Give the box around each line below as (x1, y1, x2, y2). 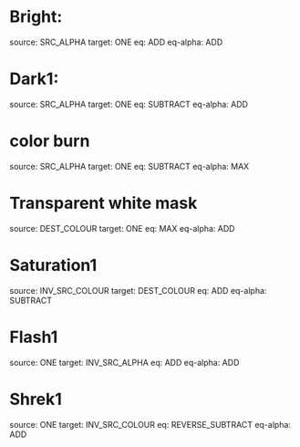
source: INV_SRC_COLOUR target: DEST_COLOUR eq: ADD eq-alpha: (9, 285, 267, 296)
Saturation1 (9, 255, 98, 275)
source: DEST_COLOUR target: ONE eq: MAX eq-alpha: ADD (9, 223, 235, 234)
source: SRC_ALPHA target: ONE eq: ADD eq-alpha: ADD (9, 36, 223, 47)
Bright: (9, 6, 63, 27)
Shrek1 (9, 389, 62, 410)
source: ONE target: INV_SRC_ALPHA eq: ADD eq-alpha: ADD (9, 357, 240, 368)
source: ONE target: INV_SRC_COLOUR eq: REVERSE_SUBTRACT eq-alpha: (9, 419, 292, 430)
